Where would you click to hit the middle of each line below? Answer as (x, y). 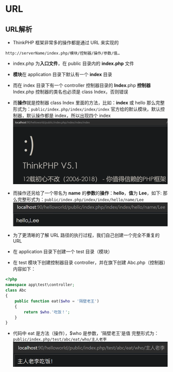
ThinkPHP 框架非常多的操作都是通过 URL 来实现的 (66, 42)
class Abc (16, 290)
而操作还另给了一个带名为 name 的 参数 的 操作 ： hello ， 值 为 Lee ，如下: (87, 193)
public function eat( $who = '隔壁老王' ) (57, 301)
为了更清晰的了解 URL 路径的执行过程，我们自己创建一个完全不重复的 (86, 235)
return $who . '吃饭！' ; (47, 312)
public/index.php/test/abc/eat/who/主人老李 (60, 340)
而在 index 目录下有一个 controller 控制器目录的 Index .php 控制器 (82, 85)
